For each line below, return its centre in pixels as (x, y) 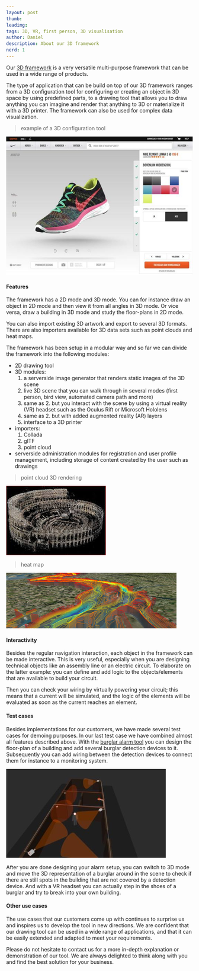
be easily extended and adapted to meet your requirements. (79, 938)
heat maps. (20, 336)
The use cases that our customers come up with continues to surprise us (95, 919)
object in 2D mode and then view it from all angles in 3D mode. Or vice (92, 306)
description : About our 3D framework (53, 44)
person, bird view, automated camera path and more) (89, 397)
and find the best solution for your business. (60, 962)
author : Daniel (25, 38)
